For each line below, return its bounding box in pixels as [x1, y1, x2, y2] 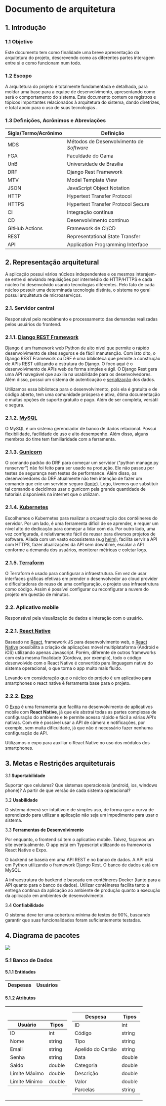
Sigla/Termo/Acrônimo [7, 130, 63, 137]
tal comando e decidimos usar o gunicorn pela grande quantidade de [5, 486, 146, 492]
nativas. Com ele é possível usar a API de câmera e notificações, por [5, 719, 145, 725]
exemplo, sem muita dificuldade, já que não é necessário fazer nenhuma [5, 724, 153, 730]
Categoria [75, 1062, 98, 1069]
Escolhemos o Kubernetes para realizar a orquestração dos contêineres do [5, 515, 158, 521]
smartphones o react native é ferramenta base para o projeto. [5, 680, 131, 686]
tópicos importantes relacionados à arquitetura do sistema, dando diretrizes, [5, 99, 161, 105]
